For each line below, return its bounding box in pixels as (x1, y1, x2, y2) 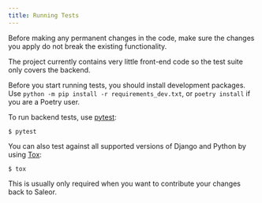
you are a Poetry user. (8, 97, 80, 106)
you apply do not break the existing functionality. (8, 41, 167, 51)
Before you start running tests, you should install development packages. (8, 80, 246, 90)
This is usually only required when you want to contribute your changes (8, 179, 241, 188)
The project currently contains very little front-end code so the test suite (8, 57, 243, 66)
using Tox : (8, 149, 42, 159)
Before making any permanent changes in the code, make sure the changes (8, 33, 255, 42)
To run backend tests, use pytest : (8, 112, 117, 122)
